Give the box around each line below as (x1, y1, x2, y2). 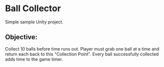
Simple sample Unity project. (5, 19, 64, 25)
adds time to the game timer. (5, 56, 63, 62)
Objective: (5, 33, 38, 41)
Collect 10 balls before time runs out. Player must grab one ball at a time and (5, 46, 160, 51)
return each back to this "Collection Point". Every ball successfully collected (5, 51, 159, 57)
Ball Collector (5, 3, 61, 14)
